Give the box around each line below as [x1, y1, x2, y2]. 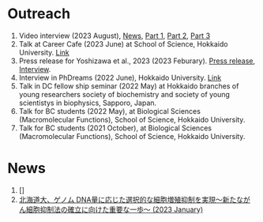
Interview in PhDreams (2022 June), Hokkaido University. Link [18, 73, 222, 82]
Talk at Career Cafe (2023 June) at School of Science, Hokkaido [18, 39, 228, 48]
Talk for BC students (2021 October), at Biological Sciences [18, 123, 212, 133]
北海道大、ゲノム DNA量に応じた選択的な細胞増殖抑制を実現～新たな [18, 194, 244, 204]
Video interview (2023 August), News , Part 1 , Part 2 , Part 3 [18, 31, 211, 40]
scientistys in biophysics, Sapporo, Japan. [18, 98, 157, 107]
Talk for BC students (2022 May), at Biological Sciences [18, 106, 201, 115]
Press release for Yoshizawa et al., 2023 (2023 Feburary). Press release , [18, 56, 256, 66]
